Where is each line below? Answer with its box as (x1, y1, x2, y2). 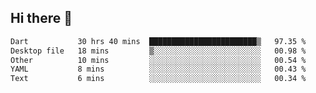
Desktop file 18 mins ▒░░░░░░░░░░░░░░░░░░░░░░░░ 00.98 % (10, 46, 307, 56)
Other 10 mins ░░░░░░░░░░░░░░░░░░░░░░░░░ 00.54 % (10, 55, 307, 65)
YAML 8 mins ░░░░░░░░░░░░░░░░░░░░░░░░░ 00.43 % (10, 64, 307, 75)
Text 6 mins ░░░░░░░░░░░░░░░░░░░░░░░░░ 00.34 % (10, 74, 307, 84)
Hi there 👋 (10, 10, 73, 27)
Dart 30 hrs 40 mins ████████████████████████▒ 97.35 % (10, 36, 307, 46)
